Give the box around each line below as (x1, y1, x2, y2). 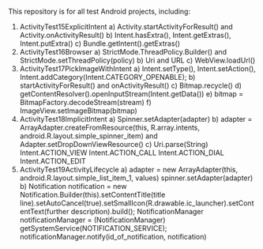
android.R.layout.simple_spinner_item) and (19, 131, 158, 141)
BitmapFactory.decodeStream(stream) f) (19, 98, 152, 107)
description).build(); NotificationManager (70, 207, 204, 216)
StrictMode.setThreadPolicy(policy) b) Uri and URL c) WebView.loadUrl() (19, 55, 256, 65)
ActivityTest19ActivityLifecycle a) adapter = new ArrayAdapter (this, (19, 165, 239, 174)
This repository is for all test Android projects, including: (8, 7, 191, 16)
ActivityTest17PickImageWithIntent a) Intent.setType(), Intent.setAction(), (19, 64, 257, 74)
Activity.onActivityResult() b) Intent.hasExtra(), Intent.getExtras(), (19, 31, 231, 40)
